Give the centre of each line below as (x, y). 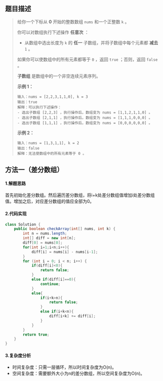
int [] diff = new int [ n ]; (49, 238)
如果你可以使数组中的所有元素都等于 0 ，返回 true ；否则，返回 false (87, 59)
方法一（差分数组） (34, 170)
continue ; (50, 284)
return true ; (36, 335)
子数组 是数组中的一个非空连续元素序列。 (59, 76)
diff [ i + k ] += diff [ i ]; (72, 316)
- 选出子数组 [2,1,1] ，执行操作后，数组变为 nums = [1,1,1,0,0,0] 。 (85, 117)
